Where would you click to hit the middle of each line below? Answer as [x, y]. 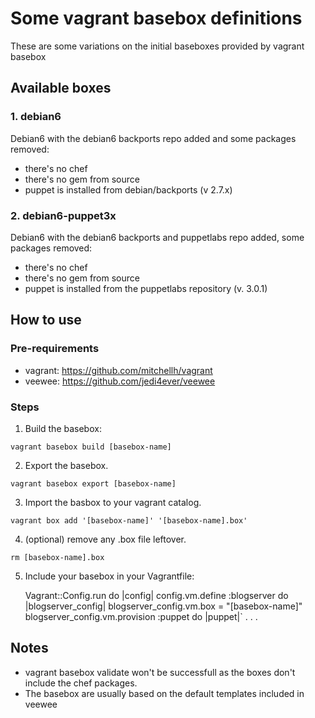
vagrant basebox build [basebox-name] [91, 447]
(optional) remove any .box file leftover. [105, 539]
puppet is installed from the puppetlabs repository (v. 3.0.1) [146, 288]
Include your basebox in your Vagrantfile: [109, 576]
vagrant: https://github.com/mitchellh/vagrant [118, 370]
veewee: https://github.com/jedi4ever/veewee [120, 381]
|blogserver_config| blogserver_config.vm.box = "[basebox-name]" [163, 606]
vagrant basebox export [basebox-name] [93, 483]
